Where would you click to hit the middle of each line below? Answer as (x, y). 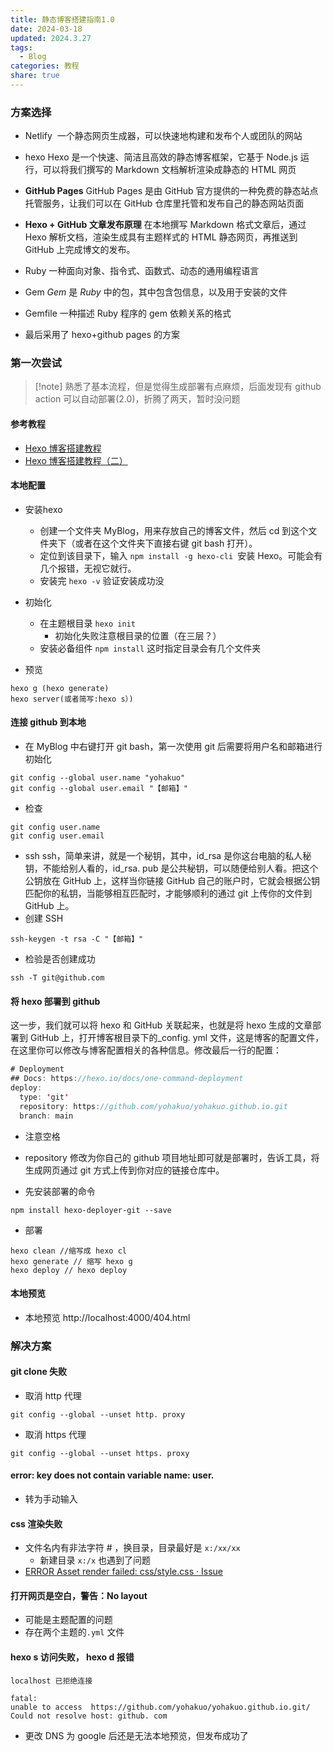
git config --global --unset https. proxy (100, 1453)
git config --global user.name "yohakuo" (98, 778)
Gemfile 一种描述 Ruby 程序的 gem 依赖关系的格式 (128, 313)
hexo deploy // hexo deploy (69, 1270)
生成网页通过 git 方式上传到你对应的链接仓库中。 (124, 1170)
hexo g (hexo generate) (60, 688)
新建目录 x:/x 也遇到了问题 (95, 1560)
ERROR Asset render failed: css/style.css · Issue (123, 1572)
